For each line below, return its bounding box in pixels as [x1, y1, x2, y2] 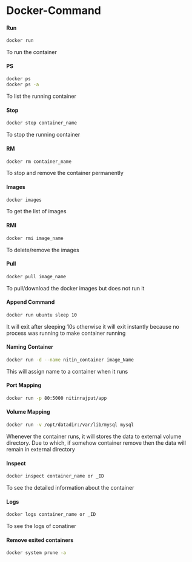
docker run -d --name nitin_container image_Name [6, 357, 134, 363]
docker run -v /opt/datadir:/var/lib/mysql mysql [6, 422, 134, 428]
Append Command [6, 298, 55, 306]
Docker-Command [6, 4, 101, 18]
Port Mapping [6, 382, 42, 389]
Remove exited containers [6, 536, 74, 544]
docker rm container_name [6, 159, 71, 165]
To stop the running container [6, 131, 81, 139]
